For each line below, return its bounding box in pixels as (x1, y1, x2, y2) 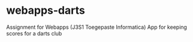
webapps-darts (6, 4, 85, 17)
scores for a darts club (6, 29, 62, 37)
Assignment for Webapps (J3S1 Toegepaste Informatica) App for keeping (6, 23, 188, 31)
